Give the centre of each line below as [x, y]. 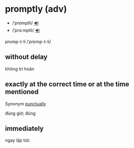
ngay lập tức [18, 140]
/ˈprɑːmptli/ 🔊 [26, 30]
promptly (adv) [36, 9]
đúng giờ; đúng [20, 113]
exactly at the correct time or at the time [67, 84]
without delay [26, 57]
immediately [24, 128]
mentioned [22, 92]
